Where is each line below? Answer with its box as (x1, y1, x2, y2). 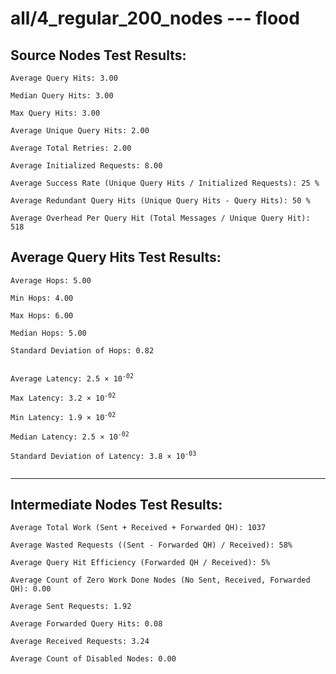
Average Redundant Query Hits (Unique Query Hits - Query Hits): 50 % (10, 196, 311, 206)
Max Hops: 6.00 (10, 310, 74, 321)
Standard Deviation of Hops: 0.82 (10, 345, 155, 356)
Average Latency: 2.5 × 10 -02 (10, 372, 134, 384)
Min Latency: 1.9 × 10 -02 (10, 410, 117, 422)
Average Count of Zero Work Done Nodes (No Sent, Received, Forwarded (10, 575, 311, 586)
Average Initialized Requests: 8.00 (10, 161, 163, 171)
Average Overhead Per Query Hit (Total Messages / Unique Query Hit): (10, 213, 311, 223)
